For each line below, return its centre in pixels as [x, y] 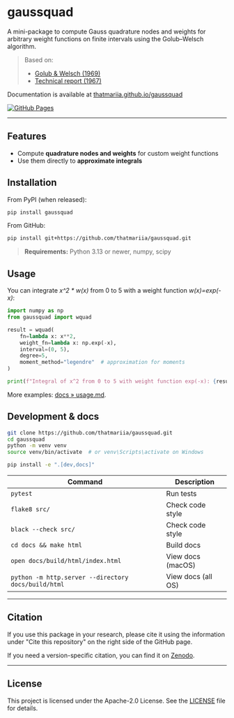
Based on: [39, 59]
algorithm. [22, 46]
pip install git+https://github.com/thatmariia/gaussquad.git [99, 238]
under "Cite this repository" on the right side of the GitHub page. [100, 642]
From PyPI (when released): [47, 199]
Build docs [183, 545]
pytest [22, 494]
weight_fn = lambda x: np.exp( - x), [68, 343]
